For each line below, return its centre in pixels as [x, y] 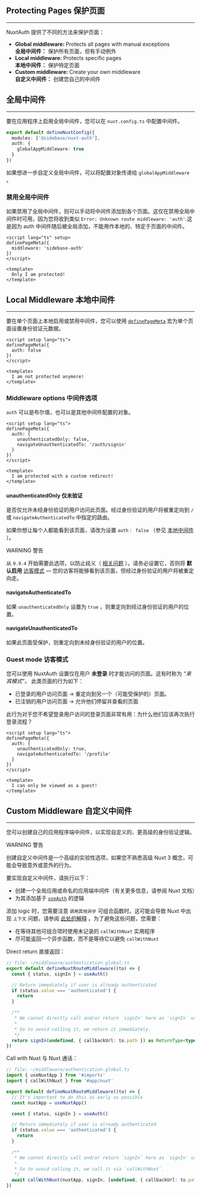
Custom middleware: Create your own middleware [77, 72]
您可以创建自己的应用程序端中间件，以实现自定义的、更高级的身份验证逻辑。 [100, 832]
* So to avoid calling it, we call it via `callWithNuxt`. [89, 1169]
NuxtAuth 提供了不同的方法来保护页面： [55, 32]
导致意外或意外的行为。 [45, 865]
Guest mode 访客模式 [37, 659]
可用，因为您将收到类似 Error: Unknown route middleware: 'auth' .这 [107, 219]
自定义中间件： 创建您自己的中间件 [57, 79]
